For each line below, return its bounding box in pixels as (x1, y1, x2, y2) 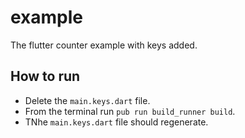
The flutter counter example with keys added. (10, 39, 198, 51)
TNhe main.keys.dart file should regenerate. (24, 116, 209, 128)
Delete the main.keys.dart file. (24, 94, 151, 106)
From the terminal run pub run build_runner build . (24, 105, 236, 117)
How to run (10, 68, 81, 85)
